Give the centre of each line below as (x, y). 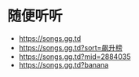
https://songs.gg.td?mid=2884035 (75, 57)
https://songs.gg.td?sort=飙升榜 (70, 47)
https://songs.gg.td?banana (64, 64)
